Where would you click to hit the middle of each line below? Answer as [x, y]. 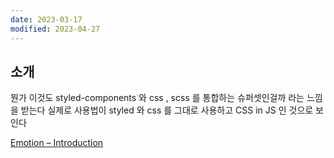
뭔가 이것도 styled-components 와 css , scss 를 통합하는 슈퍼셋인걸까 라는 [157, 98]
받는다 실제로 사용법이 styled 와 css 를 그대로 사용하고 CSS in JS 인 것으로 [167, 110]
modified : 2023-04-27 [55, 29]
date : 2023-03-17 [46, 19]
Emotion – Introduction [57, 143]
